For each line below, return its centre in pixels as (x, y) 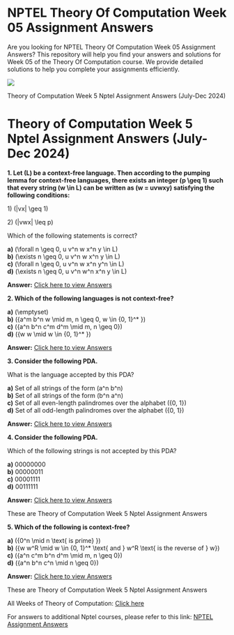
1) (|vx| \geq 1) (28, 208)
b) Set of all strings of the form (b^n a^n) (65, 395)
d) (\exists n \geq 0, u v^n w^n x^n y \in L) (67, 271)
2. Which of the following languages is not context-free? (91, 298)
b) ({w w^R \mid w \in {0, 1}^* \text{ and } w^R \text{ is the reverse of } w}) (114, 548)
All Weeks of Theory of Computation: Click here (76, 603)
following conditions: (39, 195)
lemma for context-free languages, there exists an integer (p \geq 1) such (116, 180)
